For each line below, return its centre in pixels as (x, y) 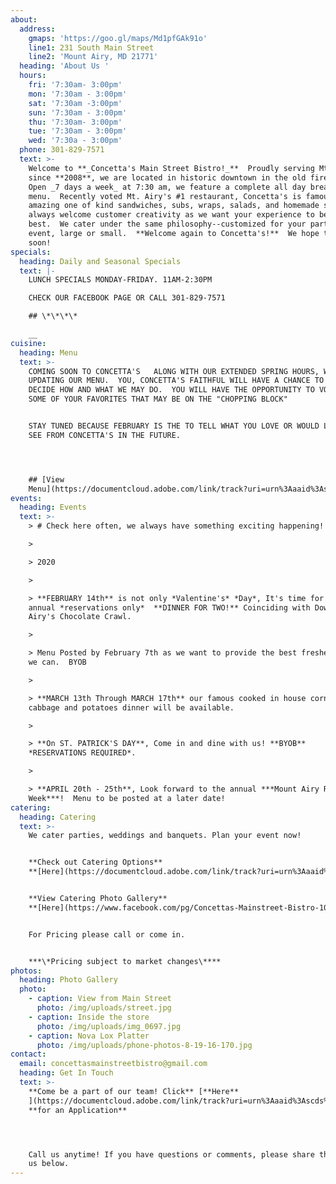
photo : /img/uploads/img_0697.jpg (109, 1026)
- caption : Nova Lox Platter (89, 1036)
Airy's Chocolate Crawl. (80, 617)
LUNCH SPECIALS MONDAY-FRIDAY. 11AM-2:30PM (120, 280)
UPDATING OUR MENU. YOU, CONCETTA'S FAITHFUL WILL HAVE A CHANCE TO (176, 381)
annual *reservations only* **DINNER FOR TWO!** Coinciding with (169, 607)
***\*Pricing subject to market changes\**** (125, 961)
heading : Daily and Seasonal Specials (100, 261)
